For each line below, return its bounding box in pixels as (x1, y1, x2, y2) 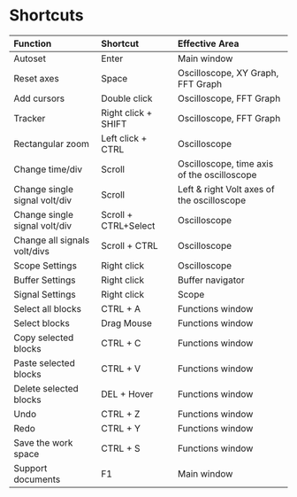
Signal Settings (13, 288, 77, 300)
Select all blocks (13, 302, 82, 315)
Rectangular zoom (13, 137, 90, 150)
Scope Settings (13, 259, 78, 271)
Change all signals (13, 234, 90, 246)
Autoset (13, 52, 47, 65)
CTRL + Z (101, 408, 141, 420)
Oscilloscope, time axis (177, 157, 274, 169)
